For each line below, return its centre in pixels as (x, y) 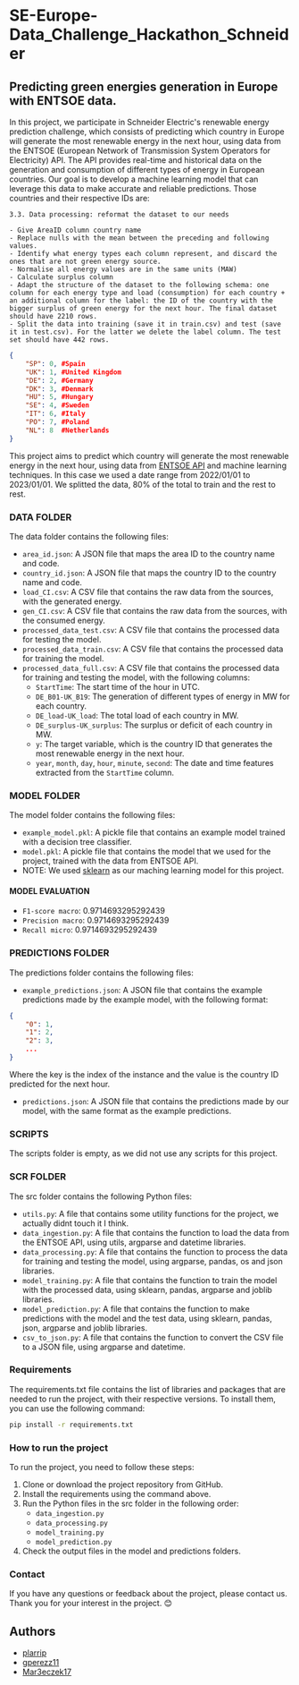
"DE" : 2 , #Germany (59, 380)
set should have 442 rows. (59, 340)
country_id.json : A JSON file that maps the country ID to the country (149, 573)
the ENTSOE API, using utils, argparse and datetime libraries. (134, 1242)
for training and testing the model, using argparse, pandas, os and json (152, 1261)
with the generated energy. (72, 601)
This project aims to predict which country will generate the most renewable (149, 455)
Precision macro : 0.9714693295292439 (96, 920)
